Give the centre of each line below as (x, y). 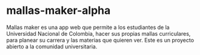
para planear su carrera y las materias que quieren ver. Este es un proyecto (100, 40)
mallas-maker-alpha (58, 11)
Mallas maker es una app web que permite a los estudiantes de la (88, 27)
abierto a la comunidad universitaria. (52, 47)
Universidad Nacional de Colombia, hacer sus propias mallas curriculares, (98, 33)
